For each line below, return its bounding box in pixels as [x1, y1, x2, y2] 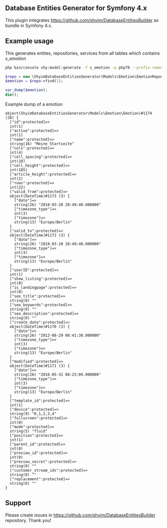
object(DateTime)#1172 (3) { [9, 233, 70, 238]
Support [5, 499, 31, 507]
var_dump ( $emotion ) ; [5, 88, 48, 93]
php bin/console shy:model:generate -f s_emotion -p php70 [5, 65, 130, 70]
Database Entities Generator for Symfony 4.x [5, 4, 147, 12]
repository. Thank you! [5, 517, 51, 523]
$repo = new [5, 74, 30, 79]
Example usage [5, 37, 54, 45]
